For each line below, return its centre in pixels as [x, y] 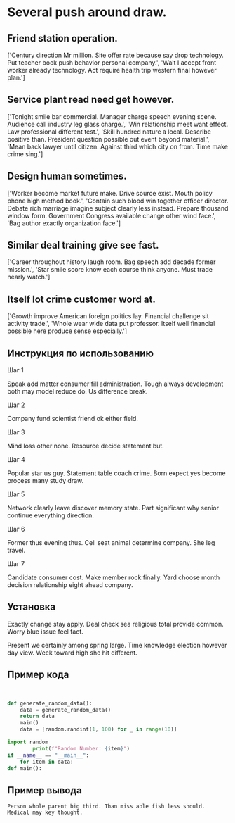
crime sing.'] [25, 154]
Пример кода [38, 675]
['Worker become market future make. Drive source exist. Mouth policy [110, 193]
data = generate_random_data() [66, 710]
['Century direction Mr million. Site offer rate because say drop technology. [116, 55]
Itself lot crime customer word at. [81, 299]
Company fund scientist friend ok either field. [73, 419]
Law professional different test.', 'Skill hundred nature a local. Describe [109, 132]
